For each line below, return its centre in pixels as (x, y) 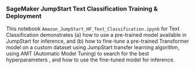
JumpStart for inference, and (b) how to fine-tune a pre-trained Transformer (98, 41)
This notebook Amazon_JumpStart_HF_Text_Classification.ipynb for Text (93, 29)
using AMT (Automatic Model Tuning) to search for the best (78, 54)
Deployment (24, 16)
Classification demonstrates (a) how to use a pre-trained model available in (96, 35)
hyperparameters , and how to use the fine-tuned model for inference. (90, 60)
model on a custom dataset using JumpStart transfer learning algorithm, (93, 47)
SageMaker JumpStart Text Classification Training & (82, 9)
